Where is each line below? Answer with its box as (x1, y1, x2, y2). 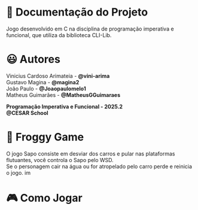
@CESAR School (6, 109, 49, 116)
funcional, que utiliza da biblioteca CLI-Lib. (6, 31, 112, 38)
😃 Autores (6, 53, 61, 66)
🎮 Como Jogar (6, 191, 83, 205)
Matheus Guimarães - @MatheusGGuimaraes (6, 91, 121, 98)
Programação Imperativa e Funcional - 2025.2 (6, 103, 123, 110)
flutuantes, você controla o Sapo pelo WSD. (6, 156, 114, 163)
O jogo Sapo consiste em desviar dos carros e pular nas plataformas (6, 150, 175, 157)
